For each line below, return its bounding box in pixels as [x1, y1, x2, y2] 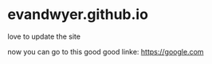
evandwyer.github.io [7, 6, 149, 24]
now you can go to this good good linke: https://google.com [7, 47, 204, 56]
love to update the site [7, 32, 81, 41]
